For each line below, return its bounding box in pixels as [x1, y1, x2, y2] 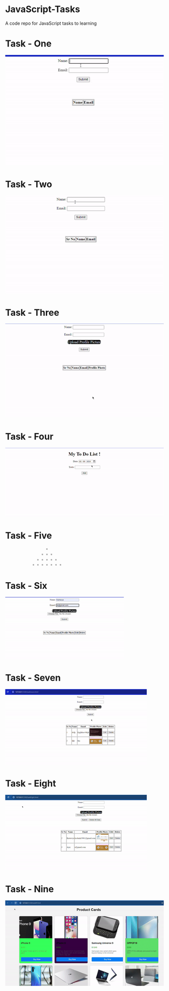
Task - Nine [5, 884, 54, 895]
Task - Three [5, 307, 59, 318]
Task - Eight [5, 778, 56, 789]
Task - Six [5, 580, 48, 591]
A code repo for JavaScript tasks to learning [5, 20, 97, 26]
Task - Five [5, 530, 52, 541]
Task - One [5, 38, 52, 49]
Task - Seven [5, 672, 61, 684]
